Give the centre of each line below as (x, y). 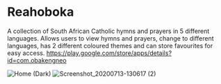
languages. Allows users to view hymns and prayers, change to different (110, 38)
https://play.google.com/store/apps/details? (109, 53)
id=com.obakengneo (37, 60)
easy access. (26, 53)
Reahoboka (41, 12)
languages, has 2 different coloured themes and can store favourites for (110, 45)
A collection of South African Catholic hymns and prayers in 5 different (108, 31)
